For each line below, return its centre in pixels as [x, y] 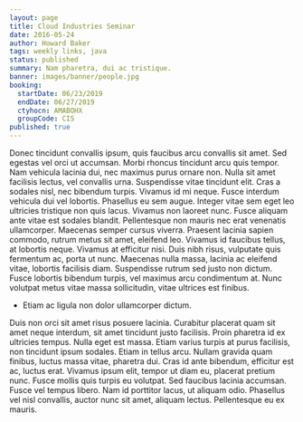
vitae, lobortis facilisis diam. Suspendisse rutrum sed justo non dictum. [141, 269]
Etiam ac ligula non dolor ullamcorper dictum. [107, 305]
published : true [40, 128]
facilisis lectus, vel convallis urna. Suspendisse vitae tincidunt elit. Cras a [145, 182]
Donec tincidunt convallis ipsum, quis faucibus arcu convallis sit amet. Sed [148, 153]
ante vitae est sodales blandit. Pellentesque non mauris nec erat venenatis [148, 220]
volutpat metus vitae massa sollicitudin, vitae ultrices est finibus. [130, 288]
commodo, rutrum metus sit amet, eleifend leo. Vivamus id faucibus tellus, [147, 240]
